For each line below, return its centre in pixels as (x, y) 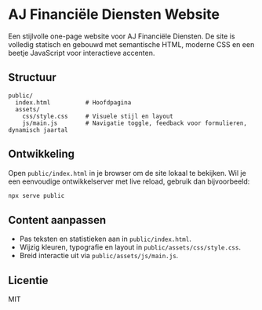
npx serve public (36, 195)
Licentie (28, 280)
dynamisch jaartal (38, 130)
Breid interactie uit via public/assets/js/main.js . (99, 256)
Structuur (32, 77)
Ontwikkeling (42, 154)
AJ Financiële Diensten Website (114, 15)
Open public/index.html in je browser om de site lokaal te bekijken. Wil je (127, 173)
